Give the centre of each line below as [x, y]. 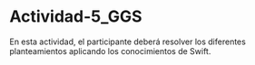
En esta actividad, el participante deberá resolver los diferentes [128, 42]
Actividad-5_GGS [76, 17]
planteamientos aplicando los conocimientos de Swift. [110, 51]
